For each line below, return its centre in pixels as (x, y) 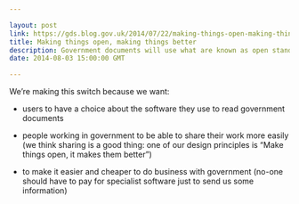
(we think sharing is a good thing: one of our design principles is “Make (153, 145)
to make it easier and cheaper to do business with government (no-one (152, 172)
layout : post (33, 25)
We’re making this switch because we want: (89, 92)
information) (44, 191)
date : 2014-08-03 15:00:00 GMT (67, 59)
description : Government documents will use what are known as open (139, 50)
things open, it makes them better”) (87, 155)
